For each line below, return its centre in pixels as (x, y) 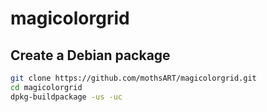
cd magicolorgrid (46, 87)
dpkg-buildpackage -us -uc (66, 97)
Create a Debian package (90, 55)
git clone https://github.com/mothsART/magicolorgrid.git (133, 78)
